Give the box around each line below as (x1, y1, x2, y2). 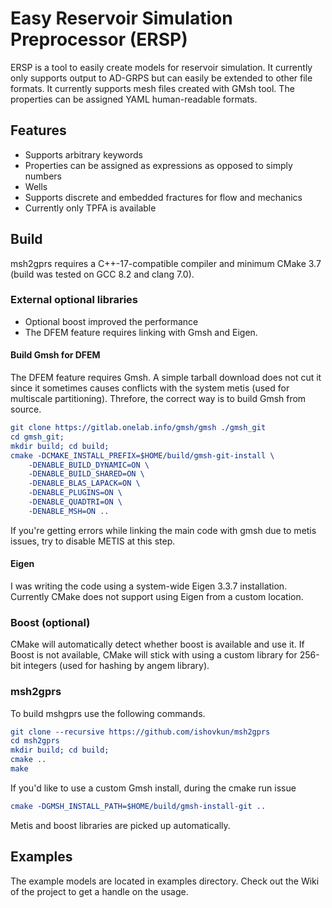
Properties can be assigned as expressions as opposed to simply (24, 159, 293, 171)
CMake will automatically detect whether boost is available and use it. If (10, 638, 305, 651)
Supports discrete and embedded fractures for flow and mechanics (24, 191, 303, 203)
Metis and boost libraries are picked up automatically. (10, 819, 231, 831)
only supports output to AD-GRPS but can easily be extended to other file (10, 72, 313, 84)
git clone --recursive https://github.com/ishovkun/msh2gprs (10, 727, 271, 737)
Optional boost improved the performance (24, 315, 199, 327)
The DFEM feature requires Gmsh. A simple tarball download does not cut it (10, 372, 322, 384)
